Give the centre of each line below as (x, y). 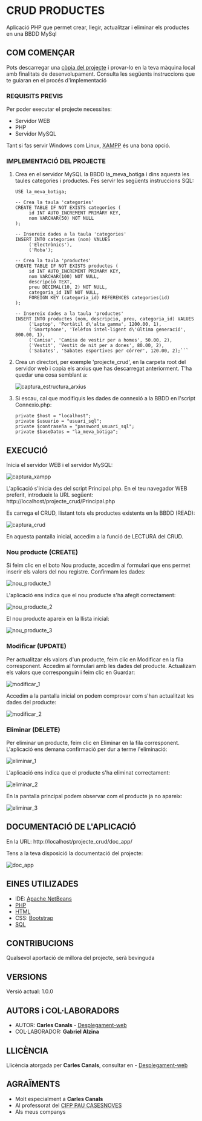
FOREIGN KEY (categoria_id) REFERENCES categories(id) (99, 298)
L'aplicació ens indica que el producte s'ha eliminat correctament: (88, 773)
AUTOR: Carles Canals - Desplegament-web (71, 1025)
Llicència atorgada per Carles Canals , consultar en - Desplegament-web (97, 1065)
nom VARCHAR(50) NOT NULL (61, 219)
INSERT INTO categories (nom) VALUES (63, 240)
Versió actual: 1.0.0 (30, 991)
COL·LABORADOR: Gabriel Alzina (57, 1032)
